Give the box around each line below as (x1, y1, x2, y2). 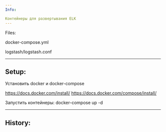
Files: (5, 30, 16, 35)
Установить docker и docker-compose (5, 81, 85, 87)
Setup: (5, 67, 26, 76)
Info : (5, 7, 16, 12)
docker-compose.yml (5, 39, 49, 45)
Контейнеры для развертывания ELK (5, 16, 77, 21)
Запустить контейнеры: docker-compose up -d (5, 99, 103, 106)
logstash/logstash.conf (5, 49, 52, 55)
